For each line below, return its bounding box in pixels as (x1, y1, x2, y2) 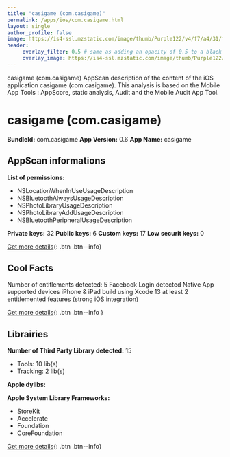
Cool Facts (7, 262, 53, 274)
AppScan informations (7, 155, 106, 167)
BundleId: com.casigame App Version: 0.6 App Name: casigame (7, 135, 192, 143)
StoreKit (16, 407, 40, 416)
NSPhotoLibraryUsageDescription (16, 201, 113, 210)
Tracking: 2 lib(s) (16, 367, 65, 375)
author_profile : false (7, 29, 72, 36)
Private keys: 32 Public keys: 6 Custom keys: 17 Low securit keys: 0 (7, 229, 204, 237)
